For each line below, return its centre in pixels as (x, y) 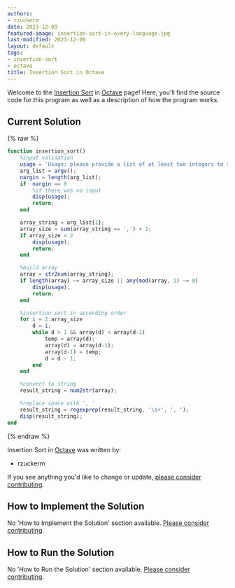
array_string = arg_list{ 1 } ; (62, 223)
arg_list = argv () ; (48, 171)
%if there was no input (67, 190)
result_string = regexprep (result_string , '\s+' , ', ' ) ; (105, 409)
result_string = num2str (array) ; (69, 391)
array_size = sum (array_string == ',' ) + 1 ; (86, 229)
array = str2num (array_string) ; (67, 274)
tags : (15, 53)
